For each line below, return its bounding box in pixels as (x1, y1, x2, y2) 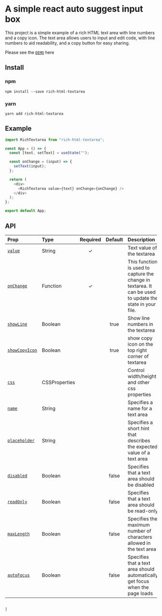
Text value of (127, 244, 158, 251)
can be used (127, 289, 156, 295)
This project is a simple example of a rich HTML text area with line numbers (5, 30, 155, 35)
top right (127, 347, 147, 354)
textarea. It (127, 282, 152, 289)
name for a (127, 405, 152, 412)
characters (127, 534, 152, 540)
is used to (127, 264, 150, 271)
